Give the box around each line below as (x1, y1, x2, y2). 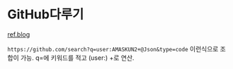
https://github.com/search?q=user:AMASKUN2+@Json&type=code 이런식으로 (7, 44, 219, 53)
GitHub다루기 (7, 6, 84, 23)
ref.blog (7, 30, 30, 39)
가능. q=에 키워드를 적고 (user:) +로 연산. (20, 54, 135, 62)
